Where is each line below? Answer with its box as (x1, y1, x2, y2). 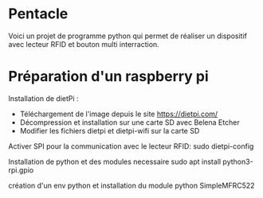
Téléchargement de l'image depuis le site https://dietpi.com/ (19, 109, 218, 118)
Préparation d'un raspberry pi (8, 68, 209, 86)
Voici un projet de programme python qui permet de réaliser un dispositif (8, 31, 247, 41)
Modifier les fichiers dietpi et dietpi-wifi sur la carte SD (19, 126, 200, 135)
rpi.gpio (8, 165, 34, 175)
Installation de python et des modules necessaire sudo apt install (8, 157, 222, 166)
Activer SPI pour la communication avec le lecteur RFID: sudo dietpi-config (8, 141, 254, 151)
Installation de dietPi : (8, 93, 79, 103)
